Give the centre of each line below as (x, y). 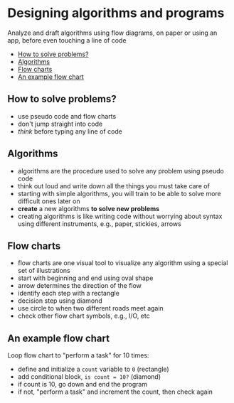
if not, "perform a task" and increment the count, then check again (115, 392)
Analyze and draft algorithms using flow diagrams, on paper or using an (112, 33)
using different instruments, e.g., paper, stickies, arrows (99, 224)
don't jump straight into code (60, 124)
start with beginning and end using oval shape (85, 278)
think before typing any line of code (70, 131)
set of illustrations (44, 271)
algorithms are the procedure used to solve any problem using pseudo (121, 171)
